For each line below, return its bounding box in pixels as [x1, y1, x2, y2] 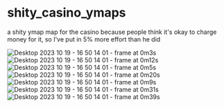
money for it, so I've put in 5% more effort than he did [7, 35, 161, 43]
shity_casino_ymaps [7, 5, 126, 21]
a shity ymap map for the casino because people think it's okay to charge [7, 28, 217, 36]
